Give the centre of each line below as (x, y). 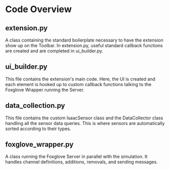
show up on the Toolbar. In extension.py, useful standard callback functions (84, 46)
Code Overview (38, 9)
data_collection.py (35, 105)
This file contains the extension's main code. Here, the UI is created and (80, 79)
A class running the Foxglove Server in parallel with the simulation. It (76, 157)
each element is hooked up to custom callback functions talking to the (78, 84)
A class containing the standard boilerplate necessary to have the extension (84, 40)
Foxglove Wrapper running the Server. (45, 90)
